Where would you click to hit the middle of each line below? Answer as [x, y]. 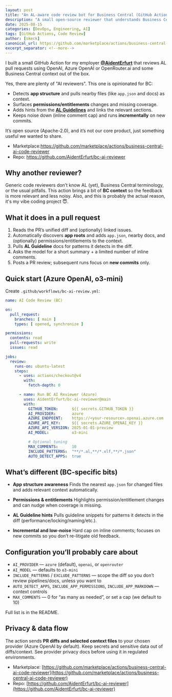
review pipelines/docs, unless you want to [57, 581]
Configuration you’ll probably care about [72, 552]
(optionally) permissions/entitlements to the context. [68, 241]
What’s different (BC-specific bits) [61, 472]
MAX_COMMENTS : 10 [52, 447]
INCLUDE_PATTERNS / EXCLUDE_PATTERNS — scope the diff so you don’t [83, 575]
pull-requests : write [33, 343]
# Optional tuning [48, 442]
